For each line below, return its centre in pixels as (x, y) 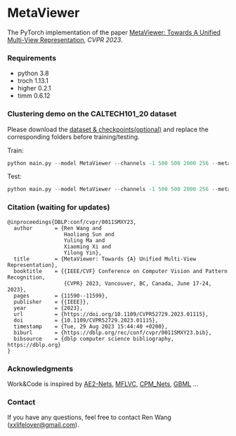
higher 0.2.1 (34, 88)
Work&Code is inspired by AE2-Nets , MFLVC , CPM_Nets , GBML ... (103, 383)
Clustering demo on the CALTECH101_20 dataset (92, 114)
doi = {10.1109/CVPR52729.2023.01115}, (86, 320)
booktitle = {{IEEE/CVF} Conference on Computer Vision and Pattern (121, 271)
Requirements (32, 58)
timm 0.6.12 (34, 95)
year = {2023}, (48, 308)
